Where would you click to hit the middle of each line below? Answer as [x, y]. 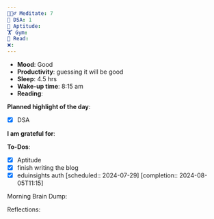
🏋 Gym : [17, 32]
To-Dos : [19, 147]
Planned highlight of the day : [49, 107]
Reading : [30, 93]
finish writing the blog [48, 168]
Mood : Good [35, 64]
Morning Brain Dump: [37, 196]
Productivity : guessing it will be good [70, 72]
